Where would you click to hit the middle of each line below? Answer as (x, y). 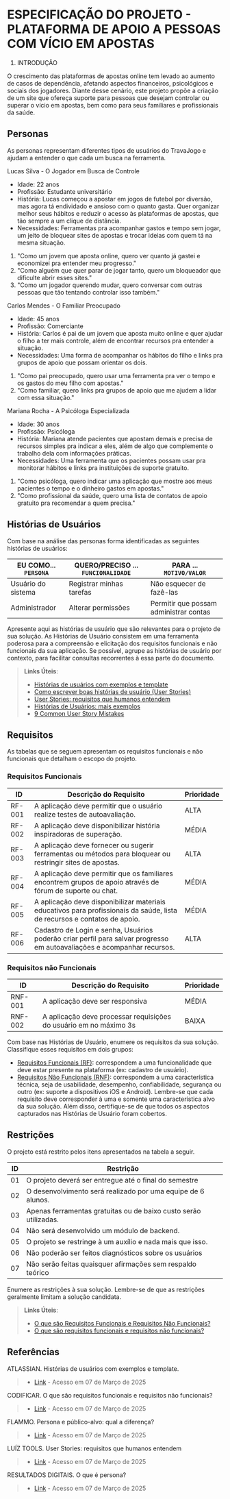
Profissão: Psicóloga (46, 431)
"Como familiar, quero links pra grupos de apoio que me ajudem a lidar (117, 390)
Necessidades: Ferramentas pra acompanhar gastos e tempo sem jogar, (119, 228)
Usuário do (28, 584)
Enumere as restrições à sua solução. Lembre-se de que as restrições (106, 1289)
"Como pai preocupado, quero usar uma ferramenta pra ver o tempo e (116, 375)
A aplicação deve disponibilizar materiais (100, 902)
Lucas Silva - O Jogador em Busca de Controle (74, 171)
